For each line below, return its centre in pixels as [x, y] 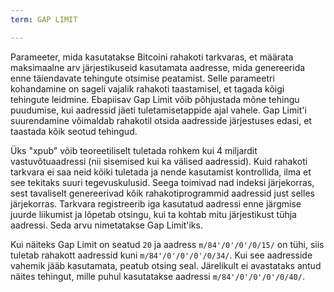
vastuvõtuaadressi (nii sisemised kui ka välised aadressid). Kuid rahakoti [159, 161]
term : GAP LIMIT [44, 19]
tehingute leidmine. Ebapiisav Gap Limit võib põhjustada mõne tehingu [155, 99]
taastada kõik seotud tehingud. [74, 131]
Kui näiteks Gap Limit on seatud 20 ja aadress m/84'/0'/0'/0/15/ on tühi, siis [167, 244]
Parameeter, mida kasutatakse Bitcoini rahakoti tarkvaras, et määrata [152, 57]
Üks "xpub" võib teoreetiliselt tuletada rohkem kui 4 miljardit [134, 150]
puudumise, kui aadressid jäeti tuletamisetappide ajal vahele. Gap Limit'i [158, 110]
